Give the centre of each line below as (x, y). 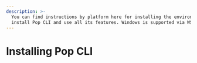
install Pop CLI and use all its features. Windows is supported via (98, 22)
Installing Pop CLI (49, 51)
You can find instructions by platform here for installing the (91, 17)
